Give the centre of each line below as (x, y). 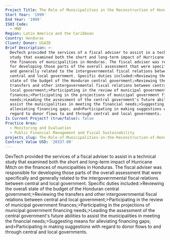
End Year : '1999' (24, 19)
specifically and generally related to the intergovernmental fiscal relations (82, 178)
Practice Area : (21, 123)
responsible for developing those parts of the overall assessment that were (83, 173)
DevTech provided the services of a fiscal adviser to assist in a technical (80, 157)
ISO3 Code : (17, 24)
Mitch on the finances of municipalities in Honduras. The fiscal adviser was (83, 167)
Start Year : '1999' (26, 15)
